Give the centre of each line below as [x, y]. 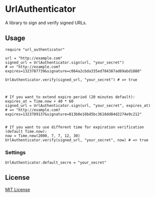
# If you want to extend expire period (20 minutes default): [70, 97]
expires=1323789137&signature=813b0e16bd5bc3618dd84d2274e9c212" [73, 114]
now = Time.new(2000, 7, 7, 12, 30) [43, 136]
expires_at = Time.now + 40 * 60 [39, 101]
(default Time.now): [26, 131]
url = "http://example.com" [34, 58]
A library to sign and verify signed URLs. [46, 23]
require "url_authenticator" [35, 49]
